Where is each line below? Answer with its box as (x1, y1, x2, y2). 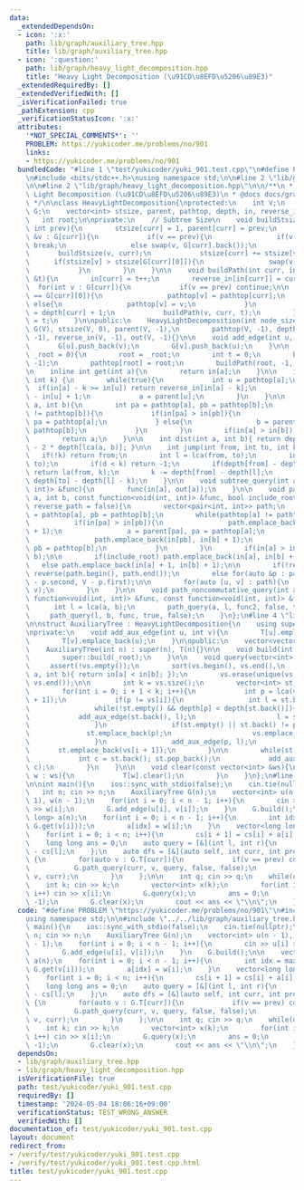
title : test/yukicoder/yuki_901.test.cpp (9, 1166, 168, 1176)
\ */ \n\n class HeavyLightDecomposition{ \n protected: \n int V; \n (25, 198, 285, 208)
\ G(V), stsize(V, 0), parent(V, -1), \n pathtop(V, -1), (25, 325, 273, 334)
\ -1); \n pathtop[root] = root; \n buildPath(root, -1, (25, 359, 294, 368)
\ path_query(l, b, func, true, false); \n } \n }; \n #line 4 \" (25, 611, 290, 620)
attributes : (17, 123, 63, 132)
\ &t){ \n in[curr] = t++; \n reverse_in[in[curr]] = (25, 274, 281, 283)
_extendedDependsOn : (17, 22, 95, 31)
